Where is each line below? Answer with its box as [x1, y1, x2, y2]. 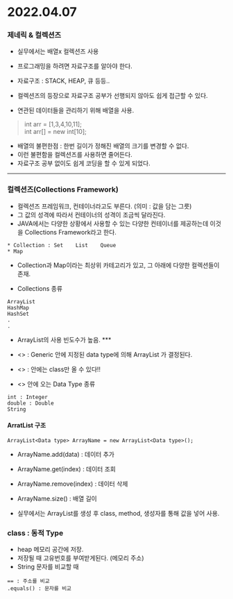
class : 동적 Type [7, 528, 64, 538]
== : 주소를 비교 [7, 577, 50, 585]
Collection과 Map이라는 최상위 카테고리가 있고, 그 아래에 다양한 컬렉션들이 [17, 261, 220, 269]
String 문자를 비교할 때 [17, 563, 79, 571]
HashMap [7, 304, 30, 311]
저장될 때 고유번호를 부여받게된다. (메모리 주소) [17, 554, 144, 562]
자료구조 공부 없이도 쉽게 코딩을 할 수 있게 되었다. [17, 159, 150, 167]
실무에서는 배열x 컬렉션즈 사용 [17, 47, 99, 56]
